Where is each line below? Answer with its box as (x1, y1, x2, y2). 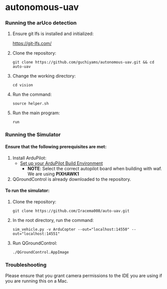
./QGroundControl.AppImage (12, 249, 69, 254)
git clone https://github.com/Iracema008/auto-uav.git (12, 208, 130, 213)
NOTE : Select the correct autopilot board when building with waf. (27, 165, 162, 171)
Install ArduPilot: (12, 155, 47, 161)
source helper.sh (12, 101, 49, 106)
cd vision (12, 83, 34, 88)
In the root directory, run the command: (12, 217, 94, 223)
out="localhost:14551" (12, 231, 60, 236)
